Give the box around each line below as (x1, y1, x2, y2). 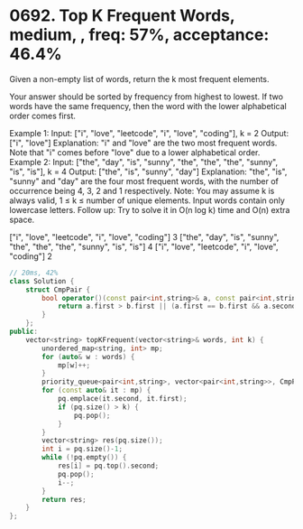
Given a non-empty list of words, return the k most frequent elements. (9, 73, 270, 84)
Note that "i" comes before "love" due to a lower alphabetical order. (9, 146, 261, 158)
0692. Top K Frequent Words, (9, 5, 235, 26)
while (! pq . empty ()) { (41, 453, 127, 462)
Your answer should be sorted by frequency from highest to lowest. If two (9, 91, 284, 102)
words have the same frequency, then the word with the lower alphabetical (9, 100, 287, 111)
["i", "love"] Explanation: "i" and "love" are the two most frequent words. (9, 137, 278, 148)
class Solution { (9, 276, 75, 285)
